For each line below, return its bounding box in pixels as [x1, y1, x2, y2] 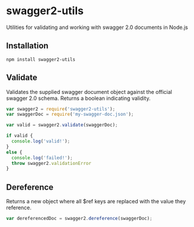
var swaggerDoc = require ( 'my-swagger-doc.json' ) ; [6, 111, 134, 118]
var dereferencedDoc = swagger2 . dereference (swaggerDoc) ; [6, 216, 152, 222]
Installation [6, 41, 49, 51]
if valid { [6, 133, 33, 139]
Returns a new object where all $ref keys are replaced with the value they [6, 198, 186, 205]
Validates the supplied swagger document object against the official [6, 88, 173, 95]
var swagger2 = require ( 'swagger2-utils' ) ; [6, 106, 116, 112]
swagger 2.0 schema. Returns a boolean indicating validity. [6, 95, 151, 102]
